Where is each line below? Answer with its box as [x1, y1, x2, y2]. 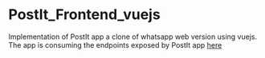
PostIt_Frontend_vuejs [8, 6, 161, 24]
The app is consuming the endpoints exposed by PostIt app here [8, 40, 222, 49]
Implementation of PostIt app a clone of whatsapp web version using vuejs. [8, 32, 258, 41]
